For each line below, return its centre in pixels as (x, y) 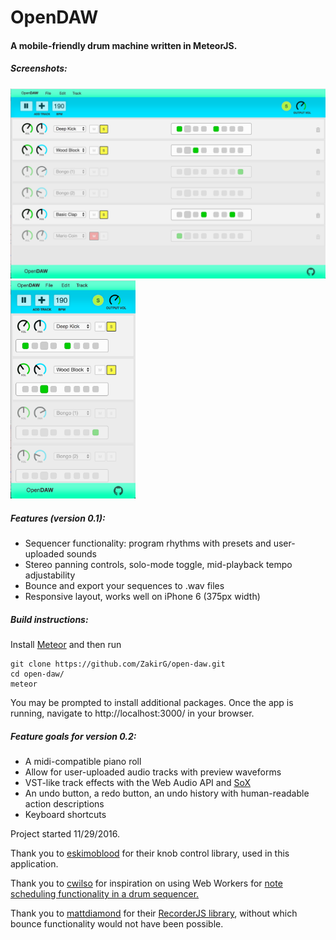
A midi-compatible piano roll (83, 762)
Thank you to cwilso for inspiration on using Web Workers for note (146, 883)
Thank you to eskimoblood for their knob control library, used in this (150, 853)
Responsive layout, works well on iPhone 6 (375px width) (142, 597)
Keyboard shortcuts (65, 815)
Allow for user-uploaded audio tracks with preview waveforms (153, 772)
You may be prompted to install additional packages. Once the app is (152, 703)
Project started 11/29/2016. (65, 834)
